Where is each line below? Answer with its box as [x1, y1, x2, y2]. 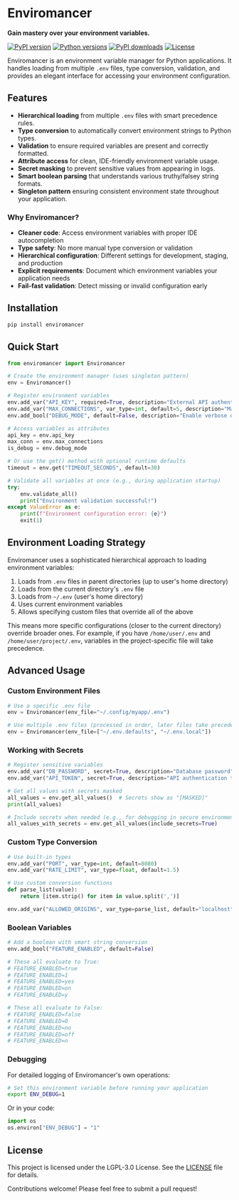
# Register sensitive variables [7, 761, 103, 768]
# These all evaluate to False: [7, 1005, 103, 1012]
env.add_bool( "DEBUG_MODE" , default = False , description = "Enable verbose [7, 412, 228, 419]
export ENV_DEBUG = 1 [7, 1091, 65, 1098]
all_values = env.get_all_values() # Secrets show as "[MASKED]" [7, 794, 208, 801]
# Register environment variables [7, 392, 110, 400]
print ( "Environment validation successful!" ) [20, 497, 158, 504]
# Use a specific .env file [7, 702, 91, 709]
